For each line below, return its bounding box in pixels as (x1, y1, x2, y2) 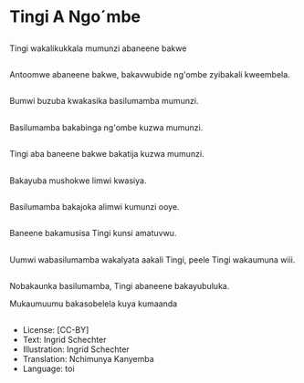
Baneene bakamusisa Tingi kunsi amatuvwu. (9, 228, 177, 239)
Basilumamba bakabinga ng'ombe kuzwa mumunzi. (9, 121, 204, 133)
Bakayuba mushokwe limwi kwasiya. (9, 175, 147, 186)
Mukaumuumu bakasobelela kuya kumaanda (9, 298, 178, 309)
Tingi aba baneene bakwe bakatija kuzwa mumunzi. (9, 149, 204, 160)
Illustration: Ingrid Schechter (22, 344, 130, 355)
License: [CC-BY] (22, 325, 89, 336)
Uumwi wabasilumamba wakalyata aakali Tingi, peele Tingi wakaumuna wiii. (9, 254, 296, 265)
